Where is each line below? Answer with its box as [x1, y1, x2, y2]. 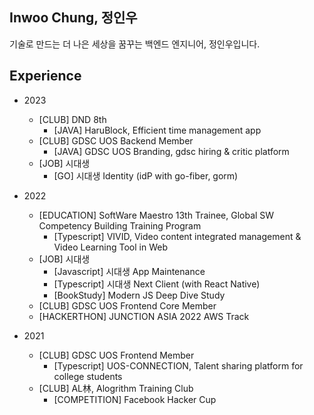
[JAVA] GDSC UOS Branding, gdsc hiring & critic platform [53, 145, 290, 157]
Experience [9, 68, 82, 85]
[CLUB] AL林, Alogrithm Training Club [38, 382, 194, 394]
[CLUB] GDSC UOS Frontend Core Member [38, 299, 217, 312]
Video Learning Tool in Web [53, 241, 169, 253]
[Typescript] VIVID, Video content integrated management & [53, 230, 302, 242]
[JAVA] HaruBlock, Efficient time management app [53, 124, 262, 136]
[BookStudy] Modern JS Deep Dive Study [53, 289, 226, 301]
